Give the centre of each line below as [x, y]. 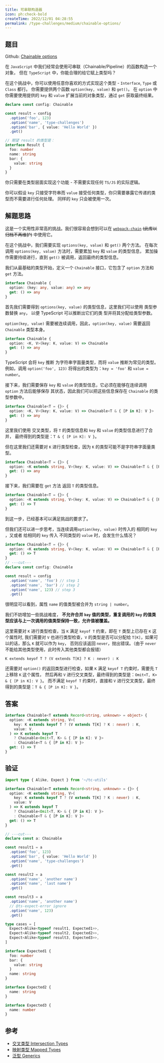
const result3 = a [24, 897]
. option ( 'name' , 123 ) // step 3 [42, 590]
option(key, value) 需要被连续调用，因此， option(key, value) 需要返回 [78, 323]
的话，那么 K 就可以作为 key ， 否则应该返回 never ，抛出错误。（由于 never [82, 643]
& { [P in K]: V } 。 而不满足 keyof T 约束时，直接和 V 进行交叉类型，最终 [80, 681]
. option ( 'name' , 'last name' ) [40, 884]
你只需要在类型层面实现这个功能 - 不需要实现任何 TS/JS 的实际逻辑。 [74, 182]
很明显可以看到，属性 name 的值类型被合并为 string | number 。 [68, 604]
